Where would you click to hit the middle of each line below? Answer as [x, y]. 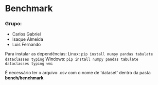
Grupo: [13, 24]
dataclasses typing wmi [29, 64]
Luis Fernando [26, 45]
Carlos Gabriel [26, 34]
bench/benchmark [24, 78]
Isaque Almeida [28, 39]
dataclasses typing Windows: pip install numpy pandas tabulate [72, 59]
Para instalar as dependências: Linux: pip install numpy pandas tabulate [79, 54]
